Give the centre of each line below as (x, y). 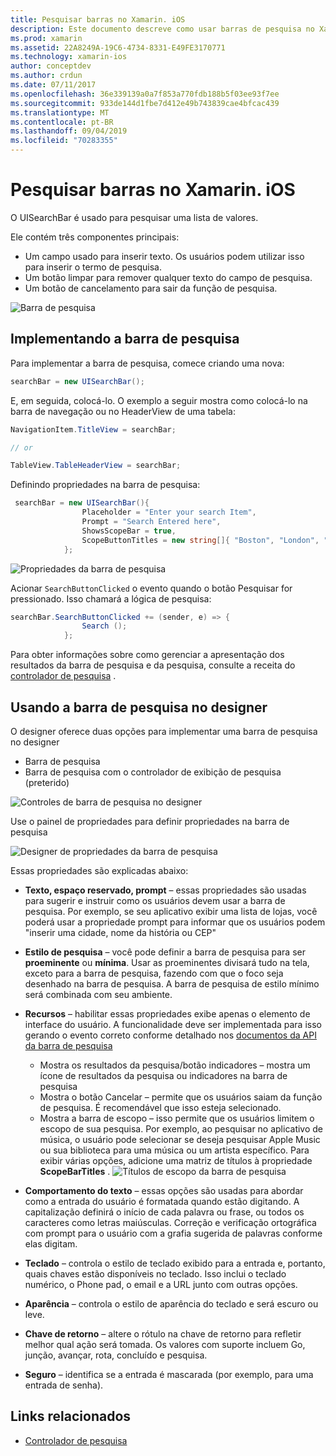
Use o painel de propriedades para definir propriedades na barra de (150, 821)
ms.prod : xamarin (46, 38)
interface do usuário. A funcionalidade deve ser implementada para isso (173, 1024)
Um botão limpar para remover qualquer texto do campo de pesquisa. (168, 277)
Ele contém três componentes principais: (95, 237)
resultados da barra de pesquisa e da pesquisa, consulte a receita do (153, 665)
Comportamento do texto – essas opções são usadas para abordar (164, 1190)
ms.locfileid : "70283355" (64, 141)
